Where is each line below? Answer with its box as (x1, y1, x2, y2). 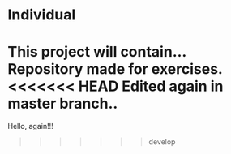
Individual (7, 6, 76, 24)
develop (148, 137, 176, 147)
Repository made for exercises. (7, 60, 223, 79)
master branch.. (7, 95, 118, 113)
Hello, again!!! (7, 122, 53, 131)
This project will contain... (7, 43, 187, 62)
